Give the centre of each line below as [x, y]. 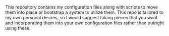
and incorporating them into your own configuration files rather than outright [85, 23]
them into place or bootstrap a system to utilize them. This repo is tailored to [84, 12]
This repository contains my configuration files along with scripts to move [81, 7]
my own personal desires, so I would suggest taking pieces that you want [81, 18]
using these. [18, 28]
